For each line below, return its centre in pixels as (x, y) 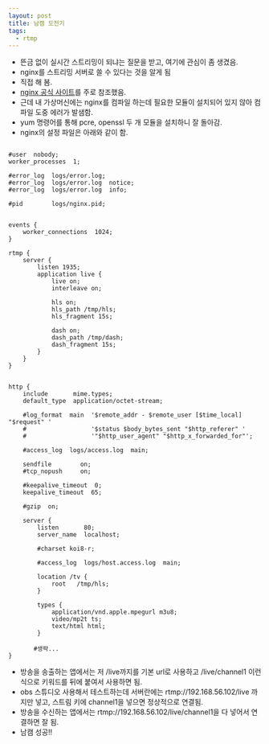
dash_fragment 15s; (84, 345)
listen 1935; (59, 267)
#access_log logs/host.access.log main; (109, 563)
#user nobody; (34, 155)
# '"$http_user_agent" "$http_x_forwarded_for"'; (138, 436)
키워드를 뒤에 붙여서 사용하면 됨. (92, 682)
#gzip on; (41, 507)
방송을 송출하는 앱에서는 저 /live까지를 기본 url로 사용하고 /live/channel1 (133, 672)
